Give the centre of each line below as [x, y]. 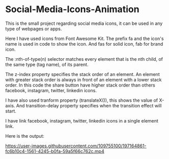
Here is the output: [25, 136]
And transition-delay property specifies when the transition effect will [89, 105]
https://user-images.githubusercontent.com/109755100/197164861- [76, 146]
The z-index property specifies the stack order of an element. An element [82, 74]
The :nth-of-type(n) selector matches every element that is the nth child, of [84, 59]
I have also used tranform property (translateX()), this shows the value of [82, 100]
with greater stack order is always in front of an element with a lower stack [83, 79]
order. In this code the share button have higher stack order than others [80, 85]
